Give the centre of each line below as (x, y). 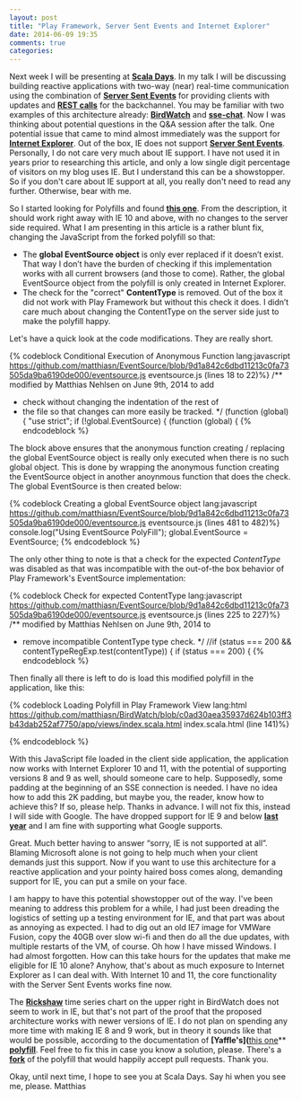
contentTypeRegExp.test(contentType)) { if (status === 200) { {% (143, 651)
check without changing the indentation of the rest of (120, 402)
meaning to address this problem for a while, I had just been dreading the (144, 909)
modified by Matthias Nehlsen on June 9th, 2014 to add (112, 385)
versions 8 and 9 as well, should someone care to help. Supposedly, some (146, 779)
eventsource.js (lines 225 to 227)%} (214, 615)
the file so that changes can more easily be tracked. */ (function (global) (155, 412)
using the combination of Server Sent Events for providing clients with (140, 96)
